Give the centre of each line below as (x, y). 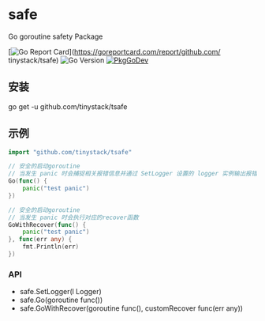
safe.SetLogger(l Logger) (61, 292)
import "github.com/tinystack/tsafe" (70, 152)
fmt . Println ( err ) (51, 247)
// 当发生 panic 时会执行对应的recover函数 (74, 217)
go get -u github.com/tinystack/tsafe (68, 106)
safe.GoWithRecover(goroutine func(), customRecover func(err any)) (131, 308)
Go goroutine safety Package (56, 36)
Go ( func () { (28, 181)
